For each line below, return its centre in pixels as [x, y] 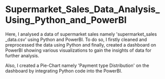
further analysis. [22, 55]
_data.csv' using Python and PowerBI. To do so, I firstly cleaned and [76, 39]
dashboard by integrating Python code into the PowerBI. [64, 71]
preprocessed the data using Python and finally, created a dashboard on [81, 45]
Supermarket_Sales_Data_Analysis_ [83, 9]
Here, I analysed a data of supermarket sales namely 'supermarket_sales [81, 34]
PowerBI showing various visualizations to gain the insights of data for [78, 50]
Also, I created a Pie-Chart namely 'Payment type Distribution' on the [77, 65]
